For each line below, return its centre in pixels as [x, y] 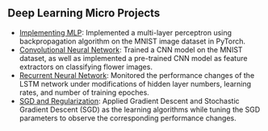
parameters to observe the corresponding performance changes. [128, 118]
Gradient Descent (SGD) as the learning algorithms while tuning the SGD [140, 109]
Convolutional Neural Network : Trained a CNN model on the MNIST [131, 49]
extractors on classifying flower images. [86, 67]
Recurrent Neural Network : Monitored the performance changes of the [137, 75]
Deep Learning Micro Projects [84, 13]
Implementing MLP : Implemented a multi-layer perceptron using [125, 32]
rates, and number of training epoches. [84, 92]
